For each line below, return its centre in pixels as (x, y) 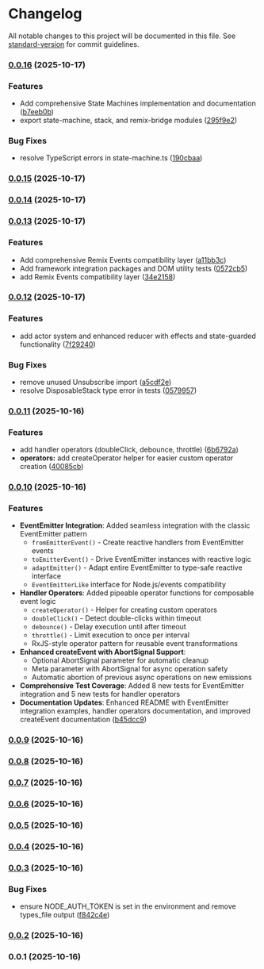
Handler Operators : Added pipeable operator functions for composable (137, 593)
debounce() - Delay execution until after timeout (109, 627)
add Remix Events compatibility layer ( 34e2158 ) (98, 277)
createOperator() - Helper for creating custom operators (124, 610)
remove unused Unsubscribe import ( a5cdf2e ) (96, 383)
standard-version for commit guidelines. (74, 44)
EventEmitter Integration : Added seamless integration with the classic (135, 525)
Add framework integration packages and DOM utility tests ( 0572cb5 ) (134, 268)
